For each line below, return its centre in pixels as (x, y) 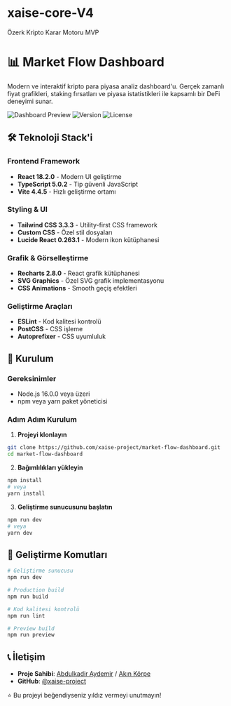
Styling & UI (27, 210)
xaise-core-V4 (51, 13)
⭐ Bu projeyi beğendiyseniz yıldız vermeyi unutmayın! (84, 695)
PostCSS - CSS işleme (50, 329)
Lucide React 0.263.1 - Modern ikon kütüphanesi (88, 239)
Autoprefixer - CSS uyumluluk (62, 337)
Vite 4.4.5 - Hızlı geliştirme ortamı (67, 192)
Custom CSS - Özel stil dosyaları (65, 232)
